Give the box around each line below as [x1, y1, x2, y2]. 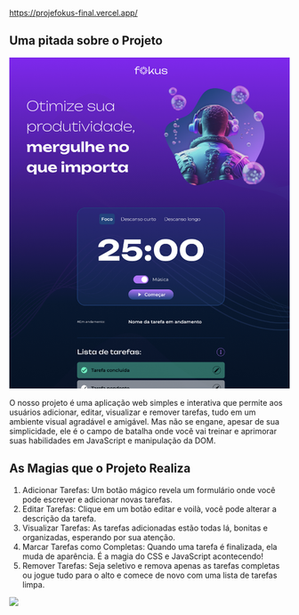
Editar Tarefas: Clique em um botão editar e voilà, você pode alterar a [21, 503, 278, 514]
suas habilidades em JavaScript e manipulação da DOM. [9, 435, 216, 446]
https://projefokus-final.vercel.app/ [9, 8, 138, 18]
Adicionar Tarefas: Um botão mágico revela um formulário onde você [21, 484, 276, 495]
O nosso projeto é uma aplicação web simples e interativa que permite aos [9, 398, 283, 409]
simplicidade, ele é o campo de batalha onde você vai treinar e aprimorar [9, 426, 278, 437]
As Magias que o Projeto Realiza [9, 461, 191, 476]
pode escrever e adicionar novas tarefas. [21, 494, 174, 505]
